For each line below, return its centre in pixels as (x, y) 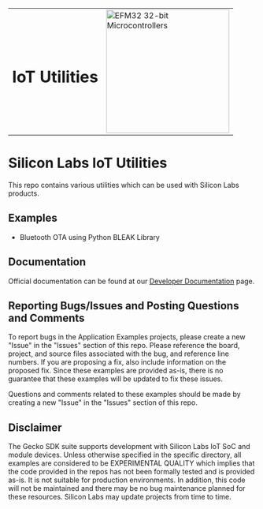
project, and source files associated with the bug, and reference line (119, 354)
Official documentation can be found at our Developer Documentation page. (131, 281)
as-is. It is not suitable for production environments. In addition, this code (127, 480)
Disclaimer (35, 427)
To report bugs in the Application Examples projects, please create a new (127, 337)
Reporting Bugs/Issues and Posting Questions (124, 306)
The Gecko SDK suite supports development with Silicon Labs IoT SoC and (129, 447)
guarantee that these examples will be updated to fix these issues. (115, 379)
